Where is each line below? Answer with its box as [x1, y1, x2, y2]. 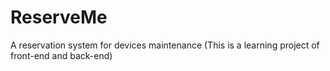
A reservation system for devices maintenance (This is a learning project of [10, 39, 320, 51]
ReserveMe [10, 6, 108, 29]
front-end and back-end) [10, 49, 113, 61]
